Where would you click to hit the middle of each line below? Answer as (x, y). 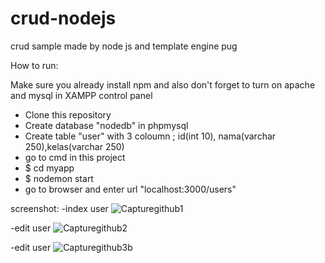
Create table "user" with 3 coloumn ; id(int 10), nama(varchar (150, 136)
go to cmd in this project (75, 157)
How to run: (34, 65)
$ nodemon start (59, 178)
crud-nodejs (63, 18)
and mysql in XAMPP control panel (81, 95)
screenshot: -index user (59, 208)
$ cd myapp (49, 168)
